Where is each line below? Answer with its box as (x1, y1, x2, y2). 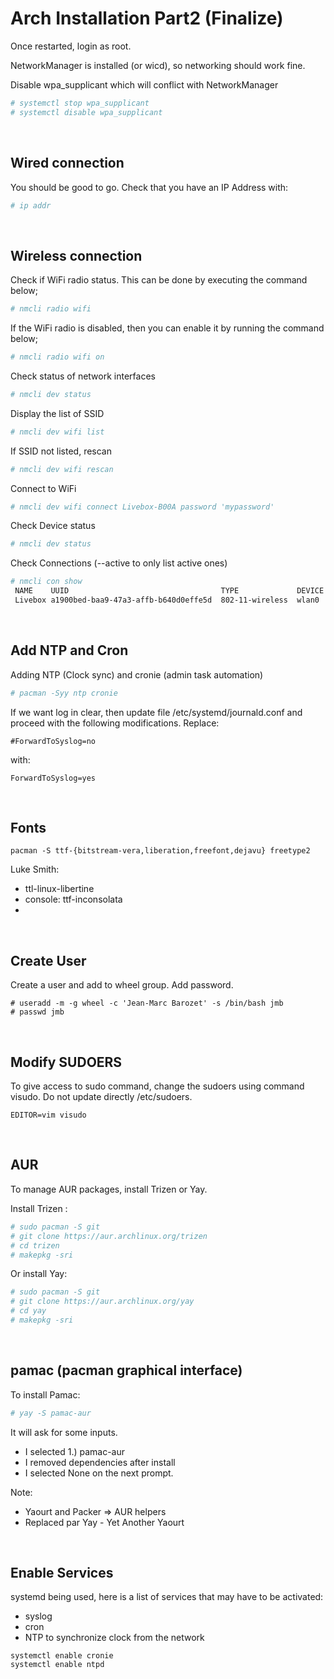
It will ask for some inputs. (10, 1426, 118, 1438)
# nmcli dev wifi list (10, 427, 105, 437)
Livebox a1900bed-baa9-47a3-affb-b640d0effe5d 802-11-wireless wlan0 (14, 595, 320, 606)
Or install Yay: (10, 1268, 68, 1280)
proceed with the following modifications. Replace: (10, 717, 220, 729)
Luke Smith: (10, 863, 60, 876)
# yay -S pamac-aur (10, 1408, 92, 1418)
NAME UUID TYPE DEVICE (14, 586, 325, 596)
